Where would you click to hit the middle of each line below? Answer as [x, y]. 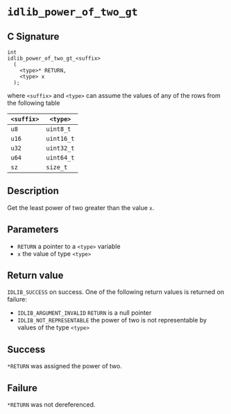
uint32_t [60, 148]
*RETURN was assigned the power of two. [65, 366]
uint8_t [59, 129]
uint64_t [60, 158]
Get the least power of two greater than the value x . [81, 207]
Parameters [33, 230]
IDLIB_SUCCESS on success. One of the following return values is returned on [115, 292]
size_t [57, 167]
